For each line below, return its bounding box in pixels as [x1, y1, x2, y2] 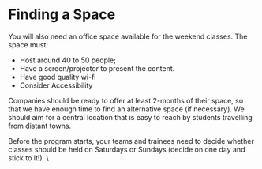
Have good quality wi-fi [19, 72, 96, 81]
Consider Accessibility [19, 81, 93, 90]
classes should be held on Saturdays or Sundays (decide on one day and [8, 145, 245, 154]
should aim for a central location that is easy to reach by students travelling [8, 112, 253, 122]
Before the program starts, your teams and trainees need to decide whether [8, 136, 254, 145]
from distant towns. [8, 121, 72, 130]
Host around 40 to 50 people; [19, 55, 116, 65]
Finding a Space [8, 6, 116, 24]
